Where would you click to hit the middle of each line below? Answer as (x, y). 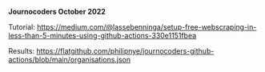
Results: (22, 51)
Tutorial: (22, 27)
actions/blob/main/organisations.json (70, 60)
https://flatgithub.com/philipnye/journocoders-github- (125, 51)
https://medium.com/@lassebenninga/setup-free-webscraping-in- (147, 27)
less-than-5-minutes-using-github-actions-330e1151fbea (102, 36)
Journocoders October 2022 (57, 12)
